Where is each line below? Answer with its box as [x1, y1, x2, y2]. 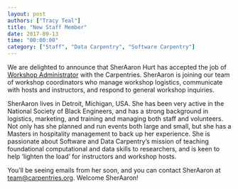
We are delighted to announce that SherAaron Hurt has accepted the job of [7, 63, 227, 71]
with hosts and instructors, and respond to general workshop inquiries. [7, 86, 215, 94]
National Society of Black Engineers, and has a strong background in [7, 107, 209, 115]
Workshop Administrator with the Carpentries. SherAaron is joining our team [7, 70, 230, 79]
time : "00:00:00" [7, 37, 59, 44]
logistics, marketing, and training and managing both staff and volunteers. [7, 114, 224, 123]
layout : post [7, 10, 46, 18]
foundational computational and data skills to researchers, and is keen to [7, 145, 220, 153]
